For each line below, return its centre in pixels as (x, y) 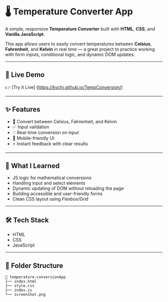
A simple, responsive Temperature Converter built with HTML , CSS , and (80, 29)
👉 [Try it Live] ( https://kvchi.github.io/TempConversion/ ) (64, 87)
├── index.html (21, 282)
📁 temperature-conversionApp (35, 277)
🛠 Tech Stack (27, 220)
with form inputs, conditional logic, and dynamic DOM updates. (70, 54)
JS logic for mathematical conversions (52, 178)
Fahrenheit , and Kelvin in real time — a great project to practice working (80, 49)
